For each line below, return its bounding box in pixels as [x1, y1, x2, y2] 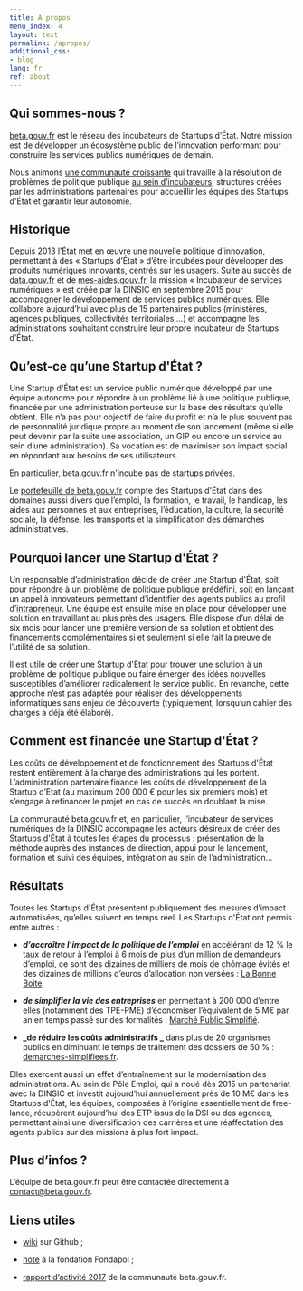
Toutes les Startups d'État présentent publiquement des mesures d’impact [9, 902, 287, 913]
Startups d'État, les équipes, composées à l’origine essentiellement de [9, 1097, 271, 1108]
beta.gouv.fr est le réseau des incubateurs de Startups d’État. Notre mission [9, 130, 293, 140]
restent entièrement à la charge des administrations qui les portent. [9, 766, 260, 777]
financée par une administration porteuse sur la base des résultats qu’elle [9, 402, 283, 413]
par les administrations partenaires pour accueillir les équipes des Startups [9, 186, 289, 197]
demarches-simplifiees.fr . [22, 1051, 119, 1062]
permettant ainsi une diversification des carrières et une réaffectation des [9, 1116, 284, 1128]
